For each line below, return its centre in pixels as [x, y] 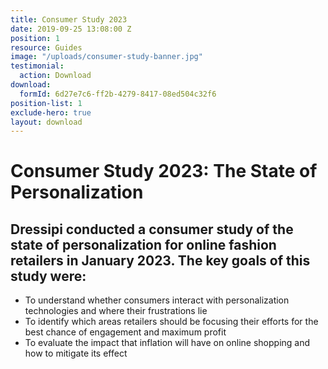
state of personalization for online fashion [143, 244]
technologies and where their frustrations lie [116, 311]
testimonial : [37, 66]
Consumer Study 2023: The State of [164, 171]
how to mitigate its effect [76, 353]
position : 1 [35, 38]
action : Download [55, 76]
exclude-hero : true [51, 112]
